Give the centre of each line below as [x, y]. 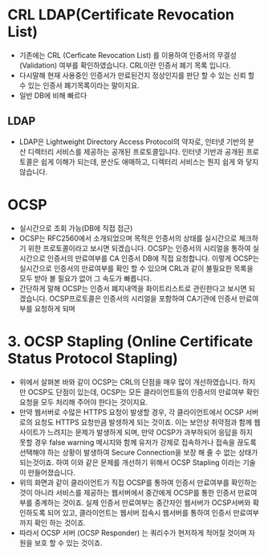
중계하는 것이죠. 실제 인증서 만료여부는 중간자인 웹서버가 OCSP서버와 [142, 502]
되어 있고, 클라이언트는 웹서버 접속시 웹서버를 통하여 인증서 [139, 512]
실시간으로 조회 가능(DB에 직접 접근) [76, 228]
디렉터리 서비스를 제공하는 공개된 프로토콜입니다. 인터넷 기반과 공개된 [136, 151]
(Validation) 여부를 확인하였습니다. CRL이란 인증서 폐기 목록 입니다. [125, 65]
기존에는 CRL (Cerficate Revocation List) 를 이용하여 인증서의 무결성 [128, 55]
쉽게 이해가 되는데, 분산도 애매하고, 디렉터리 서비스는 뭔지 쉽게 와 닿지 [150, 162]
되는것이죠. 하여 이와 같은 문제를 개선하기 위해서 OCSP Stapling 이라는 [130, 462]
